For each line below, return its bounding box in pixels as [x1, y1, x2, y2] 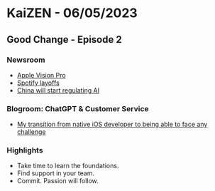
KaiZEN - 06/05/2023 [6, 5, 138, 21]
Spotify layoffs [16, 78, 60, 87]
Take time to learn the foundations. [16, 162, 119, 170]
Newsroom [6, 55, 45, 65]
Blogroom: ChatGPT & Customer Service [6, 103, 150, 113]
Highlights [6, 145, 43, 155]
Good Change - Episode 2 [6, 33, 122, 46]
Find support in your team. [16, 169, 95, 177]
